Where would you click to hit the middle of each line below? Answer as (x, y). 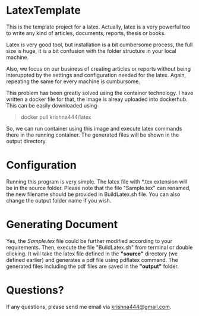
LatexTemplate (44, 10)
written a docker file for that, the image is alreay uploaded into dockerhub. (97, 99)
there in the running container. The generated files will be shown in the (93, 135)
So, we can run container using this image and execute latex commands (94, 128)
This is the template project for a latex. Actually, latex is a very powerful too (98, 27)
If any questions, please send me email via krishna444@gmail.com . (89, 306)
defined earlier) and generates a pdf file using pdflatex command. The (92, 260)
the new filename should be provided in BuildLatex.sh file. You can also (93, 194)
